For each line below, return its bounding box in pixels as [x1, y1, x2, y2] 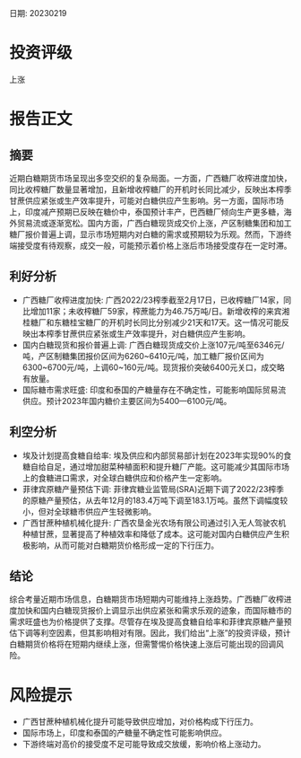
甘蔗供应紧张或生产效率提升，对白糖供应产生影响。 [61, 328, 251, 339]
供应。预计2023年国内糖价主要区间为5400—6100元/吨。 [21, 395, 232, 406]
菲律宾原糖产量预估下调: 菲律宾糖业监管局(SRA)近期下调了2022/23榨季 [21, 483, 285, 494]
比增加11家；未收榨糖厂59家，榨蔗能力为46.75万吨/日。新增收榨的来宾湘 [21, 305, 290, 316]
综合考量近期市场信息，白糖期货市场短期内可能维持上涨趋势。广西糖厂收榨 [9, 594, 284, 604]
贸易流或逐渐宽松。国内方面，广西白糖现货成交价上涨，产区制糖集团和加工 [16, 217, 292, 228]
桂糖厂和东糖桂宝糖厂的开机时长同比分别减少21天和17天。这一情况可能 [21, 317, 282, 328]
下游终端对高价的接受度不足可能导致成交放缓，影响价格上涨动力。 [21, 739, 266, 750]
